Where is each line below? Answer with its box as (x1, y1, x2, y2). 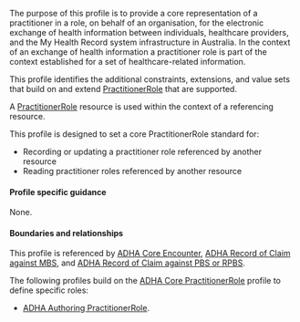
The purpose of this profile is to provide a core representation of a (9, 8, 258, 18)
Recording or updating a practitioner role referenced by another (22, 146, 263, 157)
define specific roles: (9, 285, 89, 296)
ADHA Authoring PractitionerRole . (22, 303, 150, 314)
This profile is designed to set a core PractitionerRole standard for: (9, 129, 260, 140)
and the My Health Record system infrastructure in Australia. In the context (9, 36, 291, 47)
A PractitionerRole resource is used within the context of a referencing (9, 101, 274, 112)
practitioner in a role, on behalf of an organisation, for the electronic (9, 17, 264, 28)
